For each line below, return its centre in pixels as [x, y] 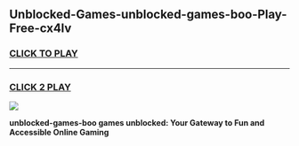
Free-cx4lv [40, 29]
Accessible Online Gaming [59, 132]
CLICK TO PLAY [44, 54]
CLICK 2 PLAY [40, 87]
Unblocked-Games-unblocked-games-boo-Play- [148, 15]
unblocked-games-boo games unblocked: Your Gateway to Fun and [137, 122]
